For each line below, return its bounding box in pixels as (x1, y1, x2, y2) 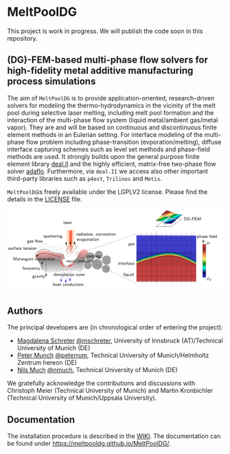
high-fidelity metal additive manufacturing (7, 65, 194, 76)
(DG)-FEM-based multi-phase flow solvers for (7, 54, 208, 66)
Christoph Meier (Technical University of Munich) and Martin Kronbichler (7, 387, 214, 395)
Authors (7, 305, 43, 316)
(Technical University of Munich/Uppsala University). (7, 393, 157, 402)
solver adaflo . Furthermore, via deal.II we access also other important (7, 166, 208, 175)
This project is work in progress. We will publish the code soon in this (7, 27, 203, 35)
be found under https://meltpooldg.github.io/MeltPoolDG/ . (7, 440, 172, 447)
